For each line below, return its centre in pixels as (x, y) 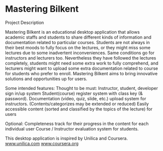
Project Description (25, 22)
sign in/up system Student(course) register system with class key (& (74, 93)
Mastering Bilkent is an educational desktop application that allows (72, 32)
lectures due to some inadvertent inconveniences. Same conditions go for (80, 53)
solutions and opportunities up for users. (46, 79)
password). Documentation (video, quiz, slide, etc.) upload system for (76, 98)
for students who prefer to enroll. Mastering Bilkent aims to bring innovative (81, 73)
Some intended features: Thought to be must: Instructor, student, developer (81, 88)
